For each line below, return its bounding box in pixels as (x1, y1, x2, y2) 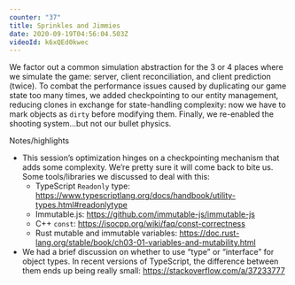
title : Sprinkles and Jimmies (9, 21, 121, 30)
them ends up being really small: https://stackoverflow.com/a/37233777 (21, 266, 285, 276)
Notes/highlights (9, 135, 69, 146)
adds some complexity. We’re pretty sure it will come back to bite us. (21, 162, 274, 173)
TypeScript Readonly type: (35, 181, 130, 191)
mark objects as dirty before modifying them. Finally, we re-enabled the (9, 109, 275, 119)
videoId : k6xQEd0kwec (9, 37, 89, 47)
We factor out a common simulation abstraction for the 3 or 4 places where (9, 62, 283, 73)
